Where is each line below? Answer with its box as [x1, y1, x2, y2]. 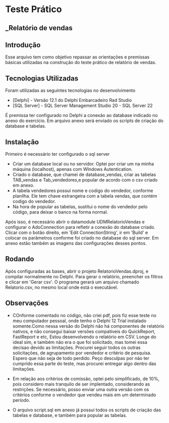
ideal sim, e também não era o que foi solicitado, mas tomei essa [12, 339, 147, 345]
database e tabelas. [5, 123, 46, 129]
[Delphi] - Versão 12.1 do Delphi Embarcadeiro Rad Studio [12, 97, 132, 103]
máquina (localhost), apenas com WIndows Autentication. [12, 166, 133, 172]
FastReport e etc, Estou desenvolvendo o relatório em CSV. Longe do [12, 334, 156, 340]
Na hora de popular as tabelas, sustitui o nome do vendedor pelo [12, 204, 148, 210]
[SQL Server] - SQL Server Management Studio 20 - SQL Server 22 [12, 102, 153, 109]
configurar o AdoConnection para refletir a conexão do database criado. [5, 224, 155, 230]
